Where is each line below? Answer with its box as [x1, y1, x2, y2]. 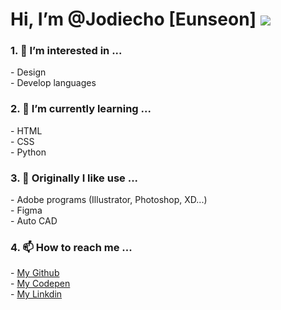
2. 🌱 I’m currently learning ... [10, 102, 152, 116]
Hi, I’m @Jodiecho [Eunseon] [10, 8, 257, 31]
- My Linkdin [10, 288, 63, 300]
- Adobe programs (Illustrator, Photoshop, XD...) [10, 194, 208, 206]
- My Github [10, 267, 60, 279]
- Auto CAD [10, 215, 58, 227]
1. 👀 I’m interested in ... [10, 44, 123, 58]
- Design [10, 66, 47, 78]
